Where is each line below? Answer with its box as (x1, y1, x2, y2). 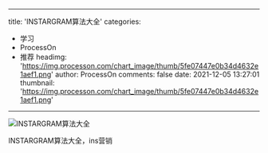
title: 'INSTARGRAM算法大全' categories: (8, 17, 141, 26)
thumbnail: (19, 78, 55, 88)
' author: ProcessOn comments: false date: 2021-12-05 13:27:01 (50, 69, 260, 79)
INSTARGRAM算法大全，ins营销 (8, 136, 113, 145)
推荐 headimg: (19, 53, 68, 61)
